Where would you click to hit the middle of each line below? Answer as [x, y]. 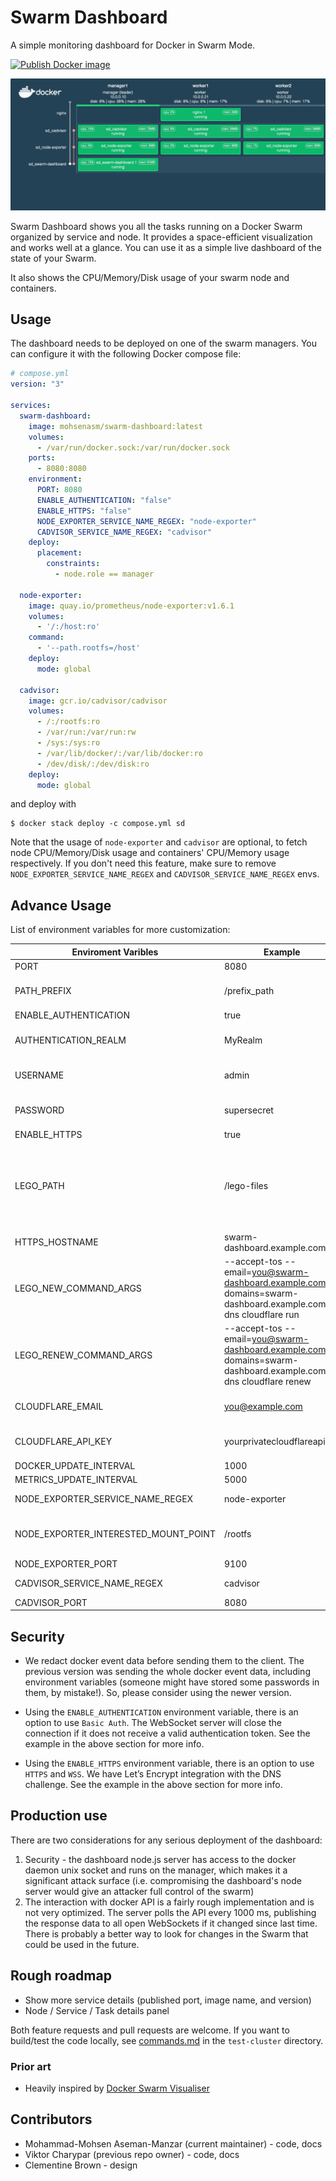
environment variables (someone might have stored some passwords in [172, 1682]
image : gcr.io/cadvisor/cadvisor [98, 701]
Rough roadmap [61, 1976]
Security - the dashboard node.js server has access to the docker [160, 1859]
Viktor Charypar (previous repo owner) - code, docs [132, 2154]
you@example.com [263, 1406]
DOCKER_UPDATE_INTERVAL [75, 1466]
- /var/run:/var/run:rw [86, 732]
